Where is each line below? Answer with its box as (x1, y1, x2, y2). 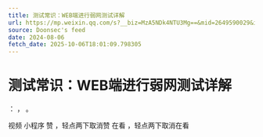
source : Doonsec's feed (8, 26, 86, 34)
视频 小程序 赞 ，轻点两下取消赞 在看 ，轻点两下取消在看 (8, 121, 189, 130)
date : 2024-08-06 (8, 33, 65, 41)
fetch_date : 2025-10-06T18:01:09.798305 (8, 41, 142, 49)
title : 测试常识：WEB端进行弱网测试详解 (8, 11, 125, 20)
